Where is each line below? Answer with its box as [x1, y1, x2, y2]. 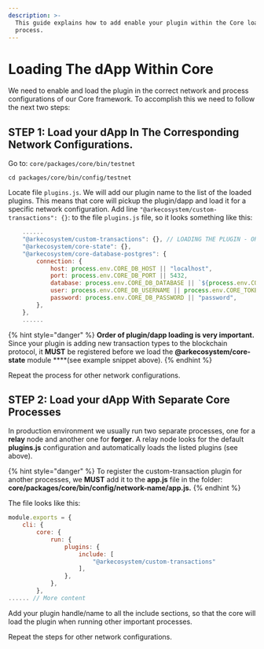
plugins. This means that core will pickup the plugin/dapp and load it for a [8, 196, 246, 205]
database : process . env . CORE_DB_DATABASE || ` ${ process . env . [49, 279, 251, 287]
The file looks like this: [8, 499, 81, 508]
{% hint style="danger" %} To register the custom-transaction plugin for [8, 466, 242, 476]
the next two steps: [8, 103, 71, 112]
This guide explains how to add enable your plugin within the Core [15, 19, 244, 27]
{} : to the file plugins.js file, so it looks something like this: [60, 213, 253, 223]
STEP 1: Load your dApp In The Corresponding [8, 125, 240, 138]
